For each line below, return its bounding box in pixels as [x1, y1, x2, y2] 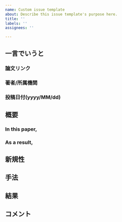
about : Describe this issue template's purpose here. [5, 12, 118, 17]
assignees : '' [5, 26, 34, 30]
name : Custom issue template [5, 7, 65, 12]
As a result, [5, 139, 33, 145]
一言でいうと [5, 49, 44, 57]
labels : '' [5, 21, 28, 26]
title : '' [5, 16, 26, 21]
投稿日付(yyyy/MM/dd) [5, 94, 61, 101]
